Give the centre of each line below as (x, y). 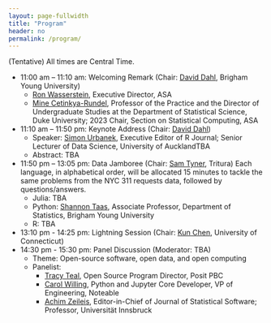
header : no (27, 31)
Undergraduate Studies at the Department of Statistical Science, (140, 112)
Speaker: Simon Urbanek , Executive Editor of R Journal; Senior (137, 138)
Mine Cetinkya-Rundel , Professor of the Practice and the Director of (146, 103)
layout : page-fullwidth (49, 16)
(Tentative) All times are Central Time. (72, 62)
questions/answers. (53, 189)
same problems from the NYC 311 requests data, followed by (121, 181)
